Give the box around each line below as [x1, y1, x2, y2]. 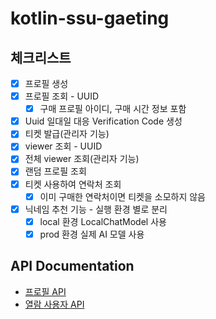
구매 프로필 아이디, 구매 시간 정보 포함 [39, 103, 187, 115]
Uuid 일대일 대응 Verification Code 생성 [24, 115, 183, 127]
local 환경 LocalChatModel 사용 [39, 215, 167, 227]
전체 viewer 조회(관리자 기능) [24, 153, 140, 165]
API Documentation [10, 258, 135, 275]
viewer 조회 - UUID [24, 140, 103, 152]
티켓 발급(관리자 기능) [24, 128, 110, 140]
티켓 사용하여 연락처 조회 [24, 178, 122, 190]
